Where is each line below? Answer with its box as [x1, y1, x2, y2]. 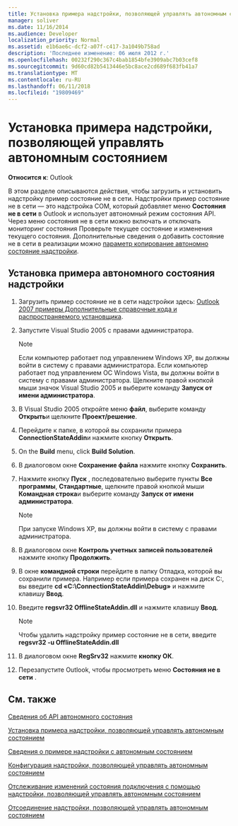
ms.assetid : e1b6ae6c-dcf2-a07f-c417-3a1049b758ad [8, 43, 160, 50]
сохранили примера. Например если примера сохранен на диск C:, [18, 574, 225, 583]
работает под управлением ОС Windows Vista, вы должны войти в [18, 368, 220, 377]
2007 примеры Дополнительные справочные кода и [18, 305, 177, 313]
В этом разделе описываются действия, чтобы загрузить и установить [8, 187, 222, 195]
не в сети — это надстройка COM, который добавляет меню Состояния [8, 202, 227, 211]
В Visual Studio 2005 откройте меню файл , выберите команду [18, 405, 206, 413]
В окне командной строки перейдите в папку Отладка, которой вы [18, 566, 223, 575]
